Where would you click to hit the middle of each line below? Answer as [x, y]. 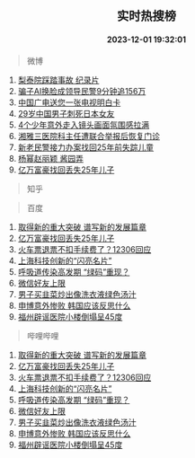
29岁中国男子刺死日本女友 [66, 113]
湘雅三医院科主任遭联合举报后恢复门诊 [89, 136]
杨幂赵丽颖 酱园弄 [50, 158]
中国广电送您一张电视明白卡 [69, 102]
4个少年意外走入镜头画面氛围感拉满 [84, 125]
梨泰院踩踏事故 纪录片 [58, 80]
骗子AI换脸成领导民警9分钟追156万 [82, 91]
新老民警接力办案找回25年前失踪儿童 [86, 147]
